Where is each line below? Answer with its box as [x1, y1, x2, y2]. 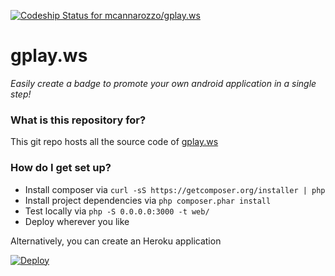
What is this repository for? [10, 113, 147, 127]
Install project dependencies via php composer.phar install [24, 194, 272, 206]
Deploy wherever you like [24, 215, 130, 227]
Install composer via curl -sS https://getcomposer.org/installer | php [24, 183, 326, 195]
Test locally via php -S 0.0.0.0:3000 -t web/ [24, 205, 210, 217]
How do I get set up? [10, 161, 112, 175]
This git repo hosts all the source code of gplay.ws [10, 136, 219, 148]
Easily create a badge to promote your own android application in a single [10, 77, 317, 89]
